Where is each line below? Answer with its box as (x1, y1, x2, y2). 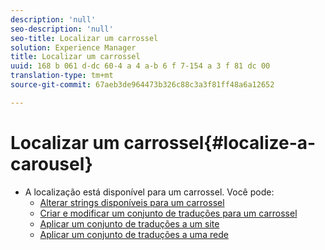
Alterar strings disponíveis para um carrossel (39, 196, 225, 208)
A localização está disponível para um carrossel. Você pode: (24, 186, 275, 198)
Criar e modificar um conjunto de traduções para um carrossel (39, 207, 298, 219)
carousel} (10, 152, 93, 175)
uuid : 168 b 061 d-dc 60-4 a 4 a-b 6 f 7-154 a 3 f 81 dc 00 (10, 61, 271, 71)
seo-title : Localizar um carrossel (10, 33, 159, 43)
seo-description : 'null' (10, 24, 114, 34)
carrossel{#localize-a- (123, 131, 317, 154)
